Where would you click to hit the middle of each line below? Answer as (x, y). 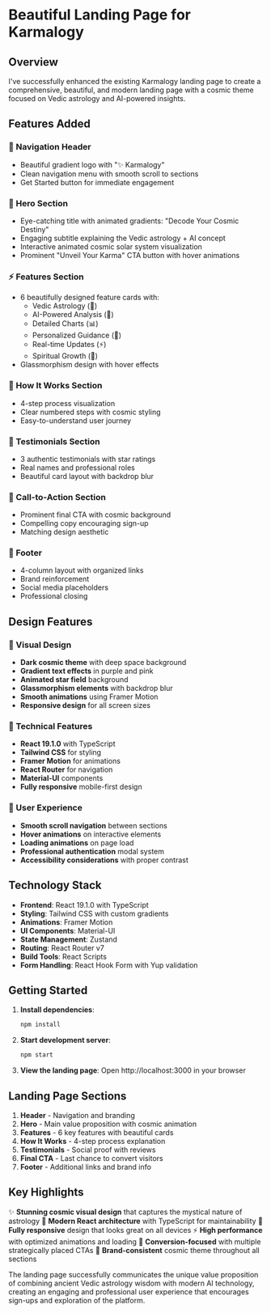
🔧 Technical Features (51, 726)
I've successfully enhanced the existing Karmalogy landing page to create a (135, 81)
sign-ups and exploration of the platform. (77, 1300)
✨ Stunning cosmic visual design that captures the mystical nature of (125, 1212)
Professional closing (54, 596)
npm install (40, 1025)
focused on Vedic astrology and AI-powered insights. (97, 98)
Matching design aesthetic (64, 532)
